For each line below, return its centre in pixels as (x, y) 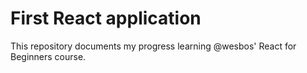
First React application (106, 18)
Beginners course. (48, 56)
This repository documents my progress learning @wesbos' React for (153, 46)
